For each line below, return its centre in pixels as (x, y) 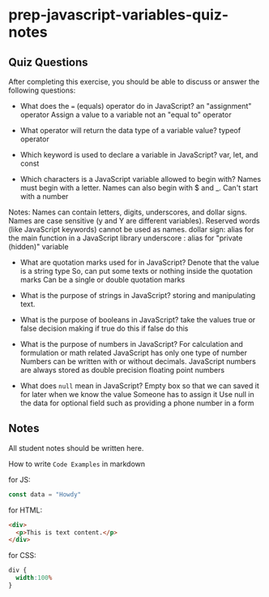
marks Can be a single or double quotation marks (102, 279)
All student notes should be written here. (76, 448)
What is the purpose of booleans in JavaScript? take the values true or (138, 320)
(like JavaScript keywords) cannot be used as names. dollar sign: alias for (131, 229)
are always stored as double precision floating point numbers (122, 370)
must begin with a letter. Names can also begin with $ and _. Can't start (139, 188)
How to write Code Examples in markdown (77, 464)
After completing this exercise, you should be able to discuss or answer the (134, 82)
